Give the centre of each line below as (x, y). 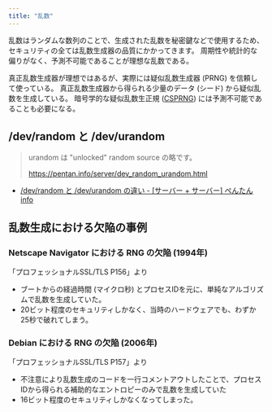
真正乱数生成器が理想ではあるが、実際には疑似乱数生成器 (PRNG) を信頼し (133, 77)
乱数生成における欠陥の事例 (78, 228)
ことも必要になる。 (47, 108)
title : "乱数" (31, 16)
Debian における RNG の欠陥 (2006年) (83, 343)
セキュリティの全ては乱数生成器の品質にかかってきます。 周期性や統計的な (133, 50)
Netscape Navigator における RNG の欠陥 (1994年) (108, 252)
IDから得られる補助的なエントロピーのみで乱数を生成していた (123, 390)
